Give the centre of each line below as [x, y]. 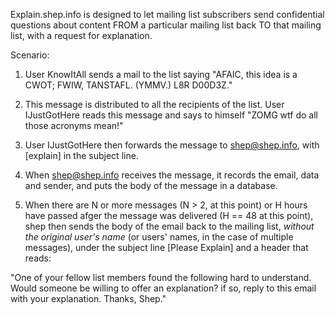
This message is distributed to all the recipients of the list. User [154, 104]
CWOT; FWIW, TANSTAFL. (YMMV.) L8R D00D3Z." [128, 85]
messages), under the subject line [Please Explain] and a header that [166, 247]
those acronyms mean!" [74, 125]
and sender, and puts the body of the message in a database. [151, 185]
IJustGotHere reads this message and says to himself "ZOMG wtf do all [171, 115]
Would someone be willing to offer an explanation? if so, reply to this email [163, 288]
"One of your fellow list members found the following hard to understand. [161, 277]
